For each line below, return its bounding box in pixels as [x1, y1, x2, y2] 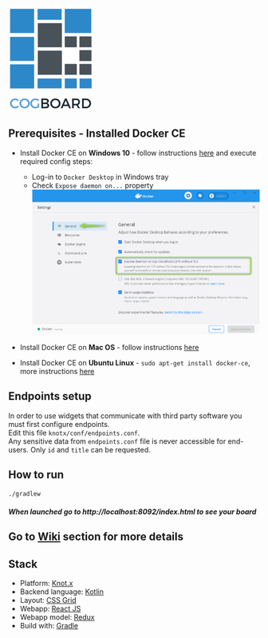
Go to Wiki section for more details [8, 530, 183, 544]
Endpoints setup [8, 389, 92, 403]
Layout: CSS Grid [19, 596, 77, 605]
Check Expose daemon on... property [31, 180, 154, 190]
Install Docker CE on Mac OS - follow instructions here [19, 342, 199, 352]
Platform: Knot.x [19, 579, 73, 588]
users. [8, 445, 30, 454]
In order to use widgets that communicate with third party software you [8, 411, 242, 421]
